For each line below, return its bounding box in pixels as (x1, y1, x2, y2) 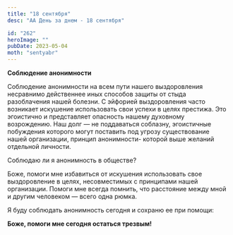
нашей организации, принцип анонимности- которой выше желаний (7, 135, 215, 143)
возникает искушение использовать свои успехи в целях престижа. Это (7, 105, 227, 113)
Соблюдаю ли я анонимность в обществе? (7, 156, 137, 164)
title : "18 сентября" (7, 10, 71, 18)
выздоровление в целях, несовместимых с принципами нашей (7, 177, 198, 186)
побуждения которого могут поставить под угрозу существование (7, 128, 210, 135)
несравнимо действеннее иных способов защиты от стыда (7, 90, 186, 98)
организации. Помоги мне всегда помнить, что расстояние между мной (7, 185, 227, 193)
